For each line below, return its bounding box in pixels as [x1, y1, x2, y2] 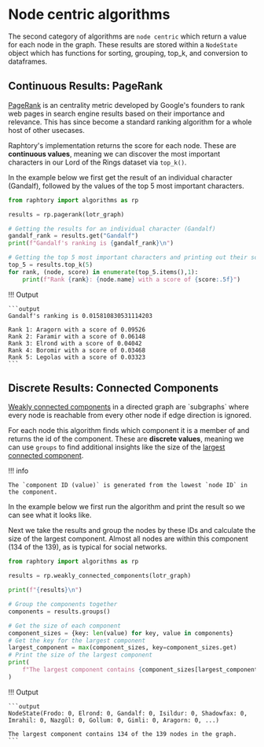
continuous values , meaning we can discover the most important [8, 149, 221, 158]
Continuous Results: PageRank [8, 80, 163, 93]
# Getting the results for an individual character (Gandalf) [8, 224, 216, 233]
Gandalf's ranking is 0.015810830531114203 [8, 312, 153, 320]
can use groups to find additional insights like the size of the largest [8, 442, 225, 452]
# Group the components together [8, 601, 118, 608]
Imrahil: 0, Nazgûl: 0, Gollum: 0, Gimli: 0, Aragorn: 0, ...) [8, 716, 220, 724]
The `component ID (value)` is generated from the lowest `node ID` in [8, 482, 247, 490]
